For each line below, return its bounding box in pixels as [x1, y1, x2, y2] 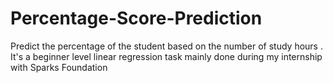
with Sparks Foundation [10, 61, 108, 73]
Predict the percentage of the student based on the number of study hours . [10, 40, 323, 52]
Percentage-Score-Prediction [10, 7, 263, 30]
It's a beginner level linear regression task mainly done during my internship [10, 50, 323, 62]
